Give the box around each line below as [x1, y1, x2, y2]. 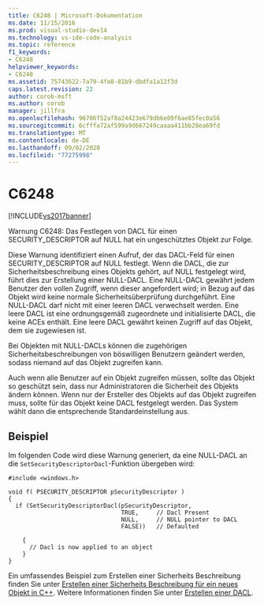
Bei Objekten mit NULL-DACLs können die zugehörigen [8, 341, 188, 351]
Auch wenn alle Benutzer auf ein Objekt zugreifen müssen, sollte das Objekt [8, 373, 255, 383]
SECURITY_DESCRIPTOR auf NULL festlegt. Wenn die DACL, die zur [8, 258, 229, 269]
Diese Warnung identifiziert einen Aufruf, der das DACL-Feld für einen [8, 250, 235, 260]
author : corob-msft [8, 92, 73, 100]
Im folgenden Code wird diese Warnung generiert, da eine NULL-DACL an [8, 451, 248, 460]
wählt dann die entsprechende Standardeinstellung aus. [8, 407, 190, 416]
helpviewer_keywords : [8, 63, 80, 71]
